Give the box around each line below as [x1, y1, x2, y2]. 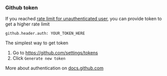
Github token [5, 4, 38, 11]
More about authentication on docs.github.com [5, 65, 104, 71]
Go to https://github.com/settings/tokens [12, 50, 98, 56]
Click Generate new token [12, 55, 66, 61]
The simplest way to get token [5, 40, 69, 46]
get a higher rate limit [5, 21, 50, 27]
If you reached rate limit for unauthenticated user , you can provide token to [5, 16, 162, 22]
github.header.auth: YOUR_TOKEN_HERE [5, 31, 85, 36]
